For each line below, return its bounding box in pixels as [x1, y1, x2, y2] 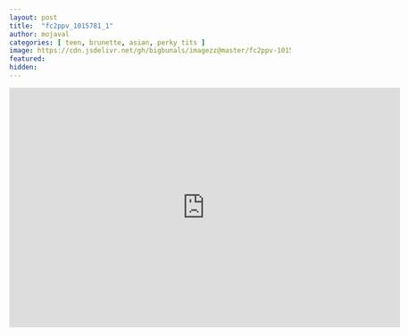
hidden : [9, 63, 38, 72]
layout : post [9, 12, 58, 22]
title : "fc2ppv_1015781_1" [9, 21, 114, 30]
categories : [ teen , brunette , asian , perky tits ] [9, 37, 205, 47]
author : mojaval [9, 29, 70, 38]
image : [9, 46, 34, 55]
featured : [9, 54, 46, 63]
